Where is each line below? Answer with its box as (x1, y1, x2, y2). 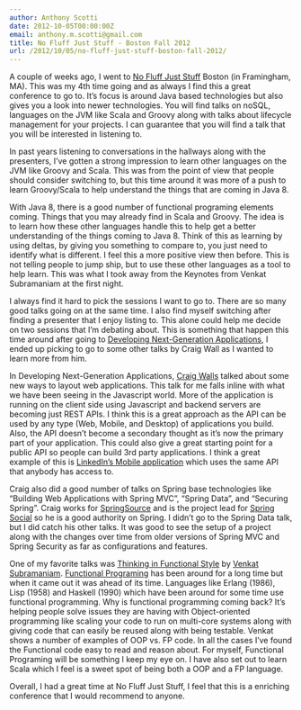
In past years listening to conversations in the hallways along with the (9, 146, 267, 157)
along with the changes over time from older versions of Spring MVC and (9, 532, 280, 543)
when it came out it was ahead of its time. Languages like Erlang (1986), (9, 578, 276, 589)
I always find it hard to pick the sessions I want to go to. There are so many (9, 296, 287, 307)
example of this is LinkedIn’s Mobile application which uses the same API (9, 456, 279, 468)
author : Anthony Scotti (9, 13, 99, 22)
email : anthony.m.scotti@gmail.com (9, 30, 143, 39)
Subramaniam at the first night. (9, 278, 124, 289)
